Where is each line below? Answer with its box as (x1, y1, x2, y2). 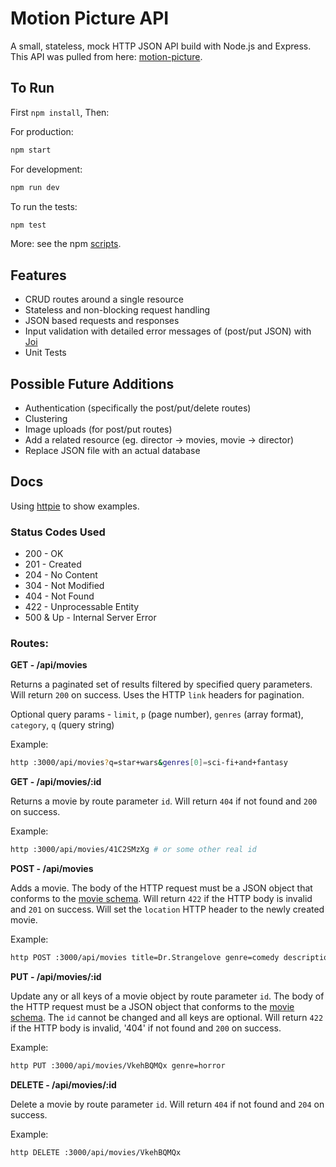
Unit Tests (24, 347, 67, 359)
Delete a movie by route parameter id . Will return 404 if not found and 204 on (10, 1098, 325, 1110)
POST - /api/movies (10, 863, 94, 875)
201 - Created (24, 558, 82, 571)
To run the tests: (10, 200, 78, 212)
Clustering (24, 413, 68, 424)
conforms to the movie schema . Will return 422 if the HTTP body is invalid (10, 893, 313, 905)
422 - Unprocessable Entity (24, 601, 140, 613)
